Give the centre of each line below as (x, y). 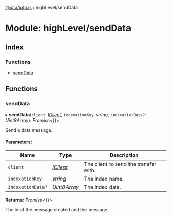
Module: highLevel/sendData (68, 28)
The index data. (102, 187)
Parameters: (19, 142)
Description (124, 155)
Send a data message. (29, 130)
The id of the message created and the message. (57, 209)
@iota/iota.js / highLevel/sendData (42, 7)
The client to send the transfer (120, 164)
